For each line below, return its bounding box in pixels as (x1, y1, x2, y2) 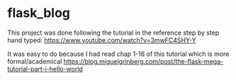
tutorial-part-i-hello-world (7, 64, 83, 73)
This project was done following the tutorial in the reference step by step (7, 28, 220, 37)
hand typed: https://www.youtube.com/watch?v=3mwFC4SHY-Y (7, 35, 196, 44)
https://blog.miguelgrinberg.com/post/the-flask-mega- (63, 57, 224, 65)
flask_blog (7, 5, 71, 21)
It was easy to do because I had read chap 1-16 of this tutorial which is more (7, 50, 230, 58)
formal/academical (7, 57, 62, 65)
